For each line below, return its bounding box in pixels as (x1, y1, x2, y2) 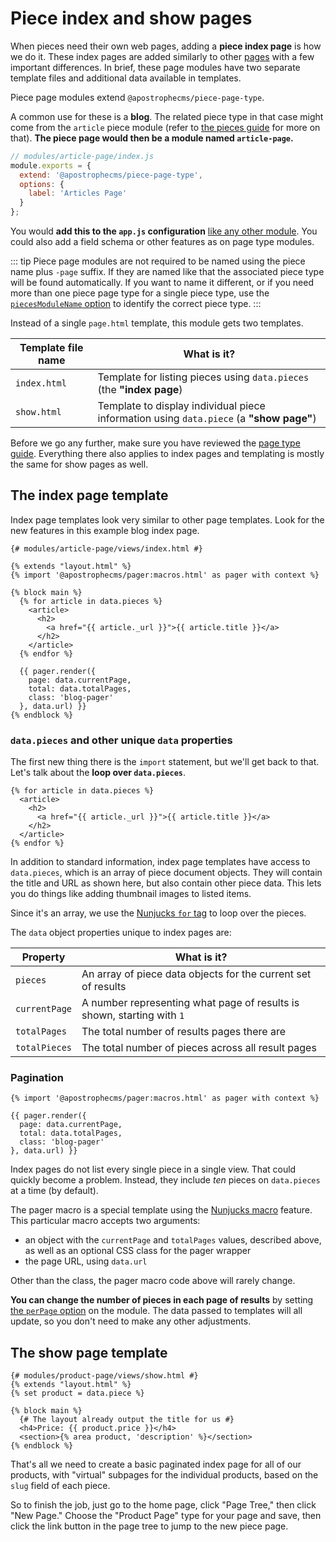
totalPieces (15, 1042, 73, 1054)
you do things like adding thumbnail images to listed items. (10, 888, 252, 900)
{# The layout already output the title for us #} (19, 1415, 235, 1425)
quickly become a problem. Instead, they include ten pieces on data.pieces (10, 1174, 321, 1186)
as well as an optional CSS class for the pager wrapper (24, 1245, 252, 1257)
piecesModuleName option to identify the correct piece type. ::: (10, 298, 262, 310)
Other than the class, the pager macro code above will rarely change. (10, 1275, 296, 1287)
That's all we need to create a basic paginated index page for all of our (10, 1458, 302, 1471)
